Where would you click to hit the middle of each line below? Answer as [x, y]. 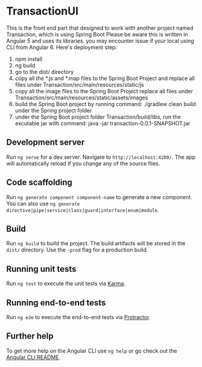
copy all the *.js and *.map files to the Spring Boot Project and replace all [105, 78]
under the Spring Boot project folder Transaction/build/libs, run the [98, 117]
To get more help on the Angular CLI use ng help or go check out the [92, 351]
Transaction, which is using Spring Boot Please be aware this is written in [97, 34]
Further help [30, 336]
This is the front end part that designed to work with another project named [100, 28]
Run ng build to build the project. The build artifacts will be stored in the [96, 243]
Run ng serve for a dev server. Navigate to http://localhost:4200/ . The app [101, 157]
